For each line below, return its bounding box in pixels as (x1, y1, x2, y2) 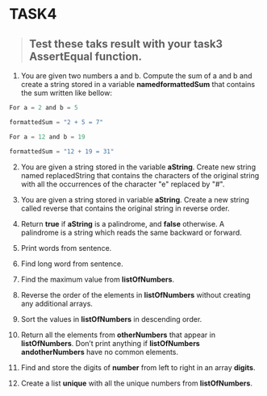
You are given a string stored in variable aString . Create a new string (20, 194, 249, 204)
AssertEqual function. (28, 49, 143, 63)
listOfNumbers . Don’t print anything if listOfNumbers (20, 338, 200, 348)
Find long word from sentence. (20, 259, 123, 269)
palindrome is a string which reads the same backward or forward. (20, 227, 243, 237)
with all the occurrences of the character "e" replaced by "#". (20, 179, 225, 189)
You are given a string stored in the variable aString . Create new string (20, 162, 257, 172)
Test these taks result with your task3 (28, 37, 223, 51)
